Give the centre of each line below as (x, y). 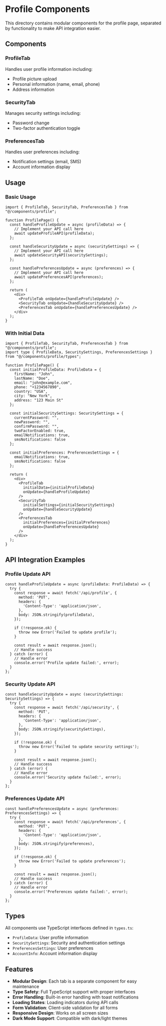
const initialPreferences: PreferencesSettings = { (65, 453)
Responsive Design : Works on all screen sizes (60, 1013)
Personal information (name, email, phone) (56, 84)
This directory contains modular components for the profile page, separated (83, 23)
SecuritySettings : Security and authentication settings (69, 943)
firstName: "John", (34, 374)
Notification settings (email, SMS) (47, 162)
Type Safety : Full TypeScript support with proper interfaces (74, 992)
